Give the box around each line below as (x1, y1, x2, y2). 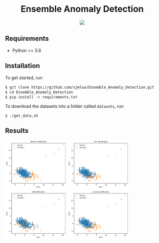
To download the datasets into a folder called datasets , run (5, 103, 124, 109)
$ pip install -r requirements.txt (5, 95, 78, 99)
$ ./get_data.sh (5, 113, 38, 118)
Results (5, 126, 29, 135)
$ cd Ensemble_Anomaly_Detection (5, 90, 73, 95)
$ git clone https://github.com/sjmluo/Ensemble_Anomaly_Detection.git (5, 85, 154, 90)
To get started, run (5, 74, 43, 80)
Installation (5, 62, 40, 70)
